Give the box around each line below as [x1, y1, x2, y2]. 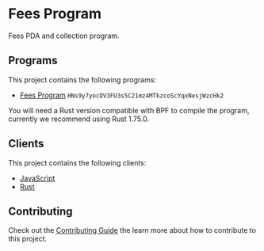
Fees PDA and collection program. [8, 31, 121, 40]
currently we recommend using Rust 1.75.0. [8, 114, 149, 124]
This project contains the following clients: [8, 158, 147, 167]
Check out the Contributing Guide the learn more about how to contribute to [8, 226, 256, 235]
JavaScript [19, 173, 55, 183]
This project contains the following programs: [8, 74, 157, 84]
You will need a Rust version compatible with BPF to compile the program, [8, 105, 250, 115]
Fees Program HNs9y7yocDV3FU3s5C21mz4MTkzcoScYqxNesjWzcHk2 [19, 90, 224, 100]
